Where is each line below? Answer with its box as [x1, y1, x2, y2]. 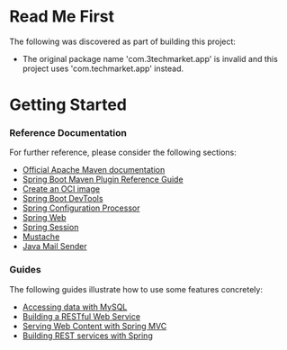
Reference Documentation [9, 127, 128, 139]
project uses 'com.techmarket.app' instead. [22, 63, 184, 74]
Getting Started [9, 94, 128, 115]
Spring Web [22, 212, 67, 223]
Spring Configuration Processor [22, 202, 140, 213]
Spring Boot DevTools [22, 193, 103, 204]
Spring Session [22, 222, 79, 233]
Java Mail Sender [22, 241, 87, 252]
